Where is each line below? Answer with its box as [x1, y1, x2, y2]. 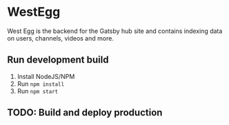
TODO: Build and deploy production [7, 107, 163, 119]
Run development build [7, 54, 109, 66]
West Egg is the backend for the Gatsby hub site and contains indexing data [7, 27, 223, 35]
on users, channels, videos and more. [7, 34, 114, 42]
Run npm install [17, 80, 65, 88]
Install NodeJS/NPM [17, 72, 75, 80]
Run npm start [17, 87, 59, 95]
